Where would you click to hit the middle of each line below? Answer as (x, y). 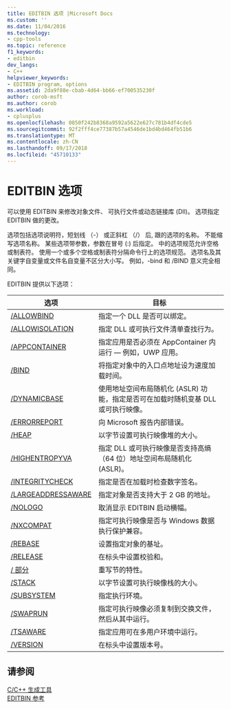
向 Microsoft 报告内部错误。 (143, 422)
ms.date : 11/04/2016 (37, 26)
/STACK (23, 582)
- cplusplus (24, 116)
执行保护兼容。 (123, 531)
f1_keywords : (26, 52)
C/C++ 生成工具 (30, 689)
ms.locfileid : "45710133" (44, 155)
